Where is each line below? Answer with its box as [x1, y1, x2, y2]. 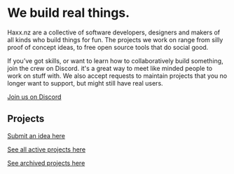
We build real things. [7, 5, 130, 21]
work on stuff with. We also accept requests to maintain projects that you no [7, 72, 228, 80]
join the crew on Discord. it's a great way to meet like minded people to [7, 64, 212, 72]
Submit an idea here [7, 131, 65, 140]
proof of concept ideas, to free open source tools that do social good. [7, 43, 209, 51]
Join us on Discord [7, 93, 62, 101]
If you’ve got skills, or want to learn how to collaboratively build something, [7, 56, 223, 65]
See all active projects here [7, 145, 86, 154]
